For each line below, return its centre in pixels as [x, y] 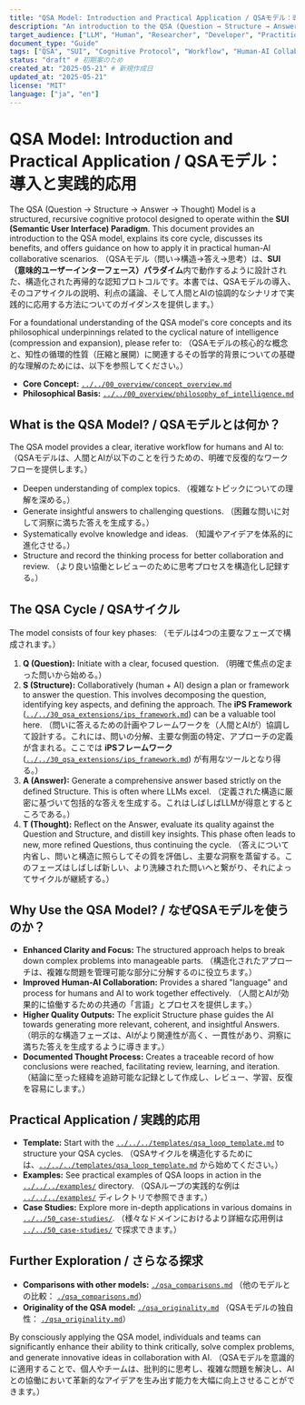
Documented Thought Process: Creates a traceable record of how [148, 1057]
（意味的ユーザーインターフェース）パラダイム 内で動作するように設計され [148, 270]
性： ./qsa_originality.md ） [76, 1319]
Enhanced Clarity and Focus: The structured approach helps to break [154, 949]
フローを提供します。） [51, 469]
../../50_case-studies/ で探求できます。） [102, 1229]
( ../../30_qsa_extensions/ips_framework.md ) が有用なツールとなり [148, 759]
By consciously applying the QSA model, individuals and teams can [135, 1337]
